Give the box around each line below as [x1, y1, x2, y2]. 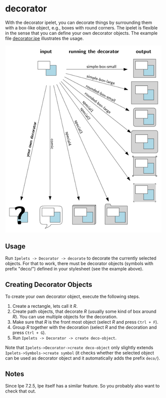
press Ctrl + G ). [12, 330, 46, 336]
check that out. [5, 388, 36, 394]
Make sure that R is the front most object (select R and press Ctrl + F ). [12, 319, 159, 325]
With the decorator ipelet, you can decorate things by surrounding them [5, 19, 153, 25]
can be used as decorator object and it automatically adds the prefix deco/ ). [5, 355, 161, 361]
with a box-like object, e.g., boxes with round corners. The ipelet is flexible [5, 24, 158, 30]
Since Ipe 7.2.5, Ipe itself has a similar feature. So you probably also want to [5, 383, 160, 389]
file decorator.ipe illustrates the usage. [5, 35, 84, 41]
